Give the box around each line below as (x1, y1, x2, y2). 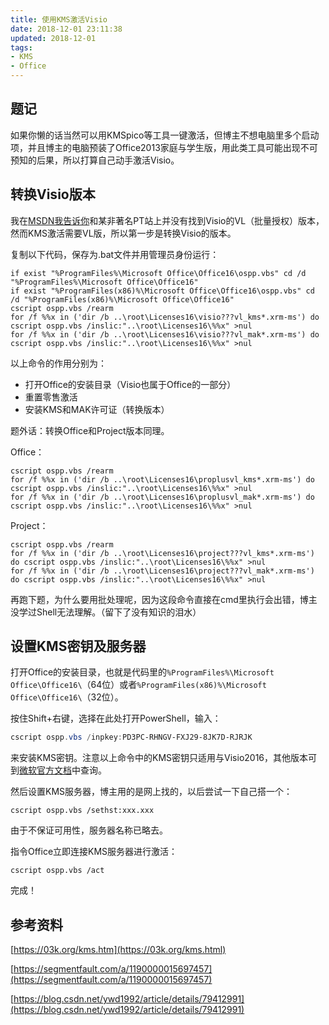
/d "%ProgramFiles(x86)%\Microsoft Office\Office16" (10, 294, 235, 305)
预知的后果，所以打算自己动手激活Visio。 (10, 154, 180, 166)
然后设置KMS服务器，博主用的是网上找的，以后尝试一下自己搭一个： (10, 786, 293, 798)
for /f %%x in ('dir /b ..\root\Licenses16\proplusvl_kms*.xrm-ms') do (10, 474, 315, 485)
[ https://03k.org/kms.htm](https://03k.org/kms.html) (10, 944, 227, 956)
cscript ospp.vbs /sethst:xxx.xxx (10, 806, 155, 816)
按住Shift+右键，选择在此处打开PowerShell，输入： (10, 712, 222, 725)
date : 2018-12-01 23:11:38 (10, 24, 123, 34)
